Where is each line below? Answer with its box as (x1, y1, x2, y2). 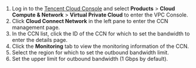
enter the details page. (11, 37, 68, 43)
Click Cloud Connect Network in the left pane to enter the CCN (11, 18, 169, 24)
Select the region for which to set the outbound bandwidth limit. (11, 49, 169, 56)
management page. (11, 24, 60, 31)
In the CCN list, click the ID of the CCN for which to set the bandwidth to (11, 30, 190, 37)
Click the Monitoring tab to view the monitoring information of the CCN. (11, 43, 189, 50)
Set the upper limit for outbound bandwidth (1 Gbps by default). (11, 56, 169, 62)
